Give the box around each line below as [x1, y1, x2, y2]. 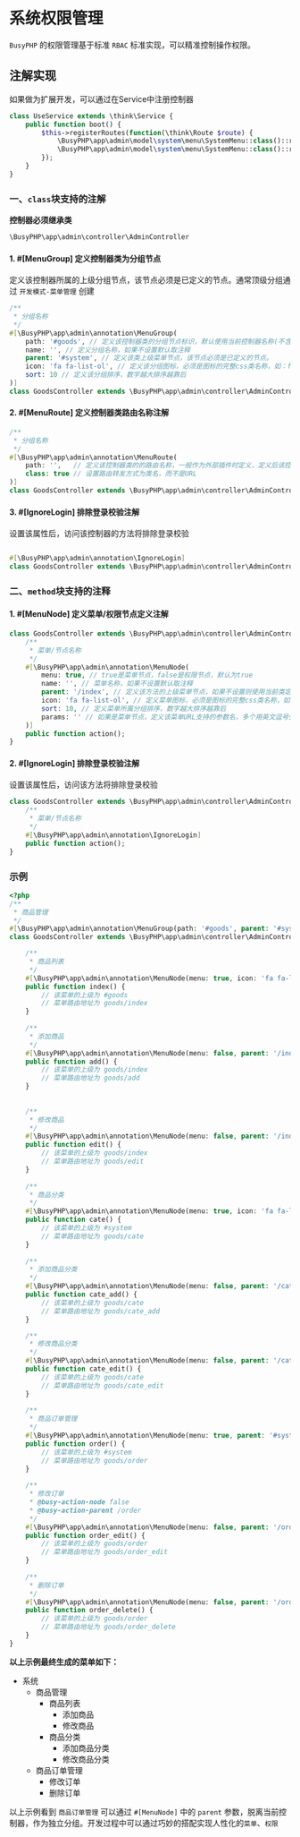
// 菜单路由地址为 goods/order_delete [41, 1622, 177, 1632]
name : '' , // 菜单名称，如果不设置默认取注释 [41, 679, 194, 688]
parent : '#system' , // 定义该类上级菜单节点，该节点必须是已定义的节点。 [25, 354, 273, 363]
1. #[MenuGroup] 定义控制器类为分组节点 [9, 252, 162, 264]
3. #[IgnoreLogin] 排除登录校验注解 [9, 507, 140, 517]
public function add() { [25, 1057, 118, 1066]
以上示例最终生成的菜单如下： [9, 1656, 119, 1667]
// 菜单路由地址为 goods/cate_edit [41, 1380, 164, 1390]
